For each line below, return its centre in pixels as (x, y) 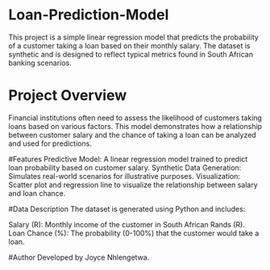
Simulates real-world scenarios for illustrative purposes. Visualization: (124, 176)
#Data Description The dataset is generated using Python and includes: (127, 209)
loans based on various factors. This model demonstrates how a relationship (135, 126)
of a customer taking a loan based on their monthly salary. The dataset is (129, 45)
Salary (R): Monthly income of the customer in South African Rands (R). (127, 224)
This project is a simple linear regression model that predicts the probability (134, 37)
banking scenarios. (40, 63)
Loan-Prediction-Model (89, 15)
